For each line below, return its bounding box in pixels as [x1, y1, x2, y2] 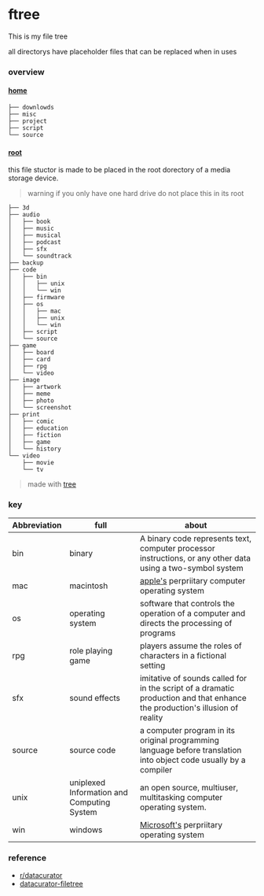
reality [140, 712, 163, 723]
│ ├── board [8, 349, 55, 357]
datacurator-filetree [19, 879, 84, 888]
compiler [140, 764, 173, 775]
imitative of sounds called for [140, 672, 247, 683]
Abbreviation [12, 520, 62, 531]
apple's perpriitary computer [140, 575, 246, 586]
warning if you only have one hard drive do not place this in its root [27, 189, 244, 198]
